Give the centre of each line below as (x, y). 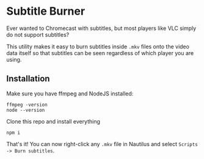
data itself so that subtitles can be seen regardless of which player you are (100, 53)
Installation (28, 79)
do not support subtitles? (38, 34)
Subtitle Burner (46, 11)
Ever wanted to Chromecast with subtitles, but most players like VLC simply (101, 28)
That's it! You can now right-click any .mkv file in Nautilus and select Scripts (102, 144)
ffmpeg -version (27, 105)
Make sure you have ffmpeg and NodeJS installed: (70, 94)
